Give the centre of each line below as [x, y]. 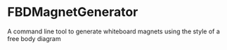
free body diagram [34, 38]
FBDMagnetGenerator [73, 12]
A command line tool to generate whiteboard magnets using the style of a [113, 31]
